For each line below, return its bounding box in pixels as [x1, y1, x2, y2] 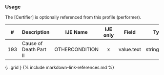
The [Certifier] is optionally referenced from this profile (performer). [5, 15, 142, 20]
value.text [119, 46, 142, 53]
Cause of [21, 40, 43, 47]
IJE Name [65, 29, 88, 36]
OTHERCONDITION [54, 46, 99, 53]
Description [21, 29, 50, 36]
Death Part [21, 46, 46, 53]
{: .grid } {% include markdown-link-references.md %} [5, 64, 115, 71]
